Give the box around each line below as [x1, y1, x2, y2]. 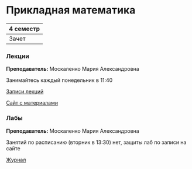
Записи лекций [6, 88, 44, 95]
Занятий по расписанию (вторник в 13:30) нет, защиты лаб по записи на [6, 139, 187, 146]
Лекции [6, 52, 29, 60]
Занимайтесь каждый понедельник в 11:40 [6, 77, 113, 84]
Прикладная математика [6, 4, 136, 17]
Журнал [6, 156, 26, 163]
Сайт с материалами [6, 99, 59, 106]
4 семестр [9, 25, 40, 33]
